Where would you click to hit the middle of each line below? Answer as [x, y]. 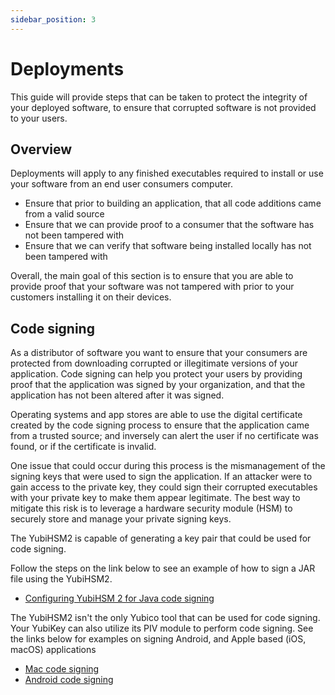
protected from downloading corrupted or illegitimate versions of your [154, 363]
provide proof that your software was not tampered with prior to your [152, 287]
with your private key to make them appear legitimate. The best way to [155, 498]
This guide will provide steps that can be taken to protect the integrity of [159, 97]
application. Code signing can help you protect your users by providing [156, 374]
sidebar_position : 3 [53, 19]
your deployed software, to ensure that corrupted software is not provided [163, 107]
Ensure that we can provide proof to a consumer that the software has [169, 225]
